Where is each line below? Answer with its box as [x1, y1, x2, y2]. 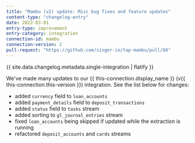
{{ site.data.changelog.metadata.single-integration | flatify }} [6, 63, 154, 70]
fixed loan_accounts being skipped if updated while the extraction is [14, 118, 181, 125]
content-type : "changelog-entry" [6, 14, 89, 20]
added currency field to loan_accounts [14, 92, 108, 99]
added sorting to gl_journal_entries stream [14, 111, 123, 118]
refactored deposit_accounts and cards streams [14, 130, 132, 137]
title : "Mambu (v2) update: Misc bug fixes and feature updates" [6, 8, 171, 15]
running [14, 123, 34, 131]
